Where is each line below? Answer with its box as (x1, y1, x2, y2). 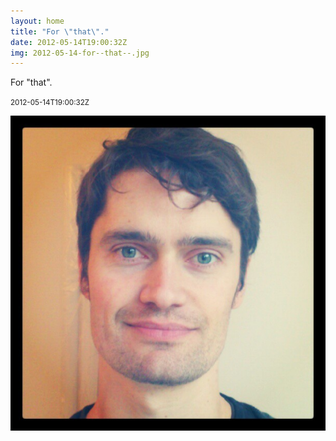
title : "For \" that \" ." (10, 26, 110, 37)
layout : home (10, 16, 65, 26)
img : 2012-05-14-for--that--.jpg (10, 48, 150, 58)
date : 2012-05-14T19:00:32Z (10, 37, 128, 47)
